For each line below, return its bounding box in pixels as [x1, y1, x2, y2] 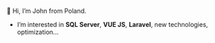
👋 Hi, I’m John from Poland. [6, 7, 87, 15]
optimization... [16, 28, 59, 36]
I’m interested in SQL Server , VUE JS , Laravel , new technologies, [16, 20, 209, 28]
